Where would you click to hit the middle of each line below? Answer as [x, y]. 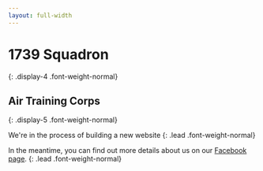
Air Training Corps [54, 100]
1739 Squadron [58, 54]
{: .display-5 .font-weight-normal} [63, 120]
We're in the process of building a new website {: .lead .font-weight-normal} [132, 136]
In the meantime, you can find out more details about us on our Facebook [128, 151]
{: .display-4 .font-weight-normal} [63, 76]
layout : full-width [40, 15]
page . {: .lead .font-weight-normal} [65, 159]
